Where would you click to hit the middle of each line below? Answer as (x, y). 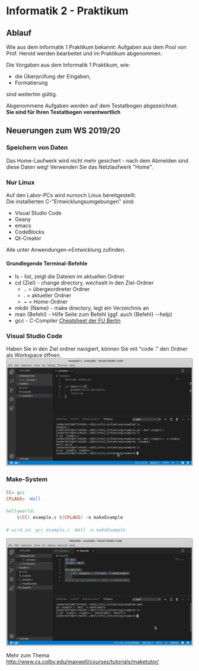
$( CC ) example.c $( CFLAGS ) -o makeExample (70, 518)
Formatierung (31, 83)
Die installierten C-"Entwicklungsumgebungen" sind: (70, 201)
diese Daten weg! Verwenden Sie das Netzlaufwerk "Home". (80, 167)
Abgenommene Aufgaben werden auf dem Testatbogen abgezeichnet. (92, 106)
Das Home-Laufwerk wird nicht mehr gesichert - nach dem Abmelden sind (97, 160)
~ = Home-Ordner (46, 302)
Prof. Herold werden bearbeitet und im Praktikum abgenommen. (84, 53)
